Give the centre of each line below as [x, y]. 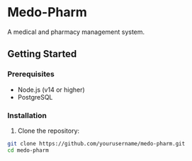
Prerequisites [31, 74]
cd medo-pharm [28, 150]
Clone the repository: [49, 131]
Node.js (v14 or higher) [51, 90]
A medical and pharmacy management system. [76, 32]
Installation [27, 115]
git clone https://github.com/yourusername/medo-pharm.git [96, 143]
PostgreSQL [35, 97]
